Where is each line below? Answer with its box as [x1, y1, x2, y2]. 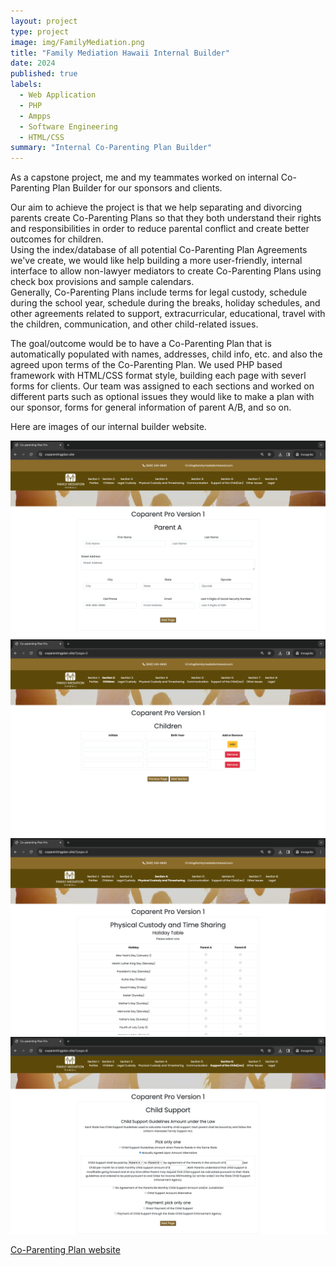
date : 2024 [10, 58, 56, 69]
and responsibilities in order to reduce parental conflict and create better [10, 223, 310, 235]
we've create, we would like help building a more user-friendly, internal [10, 255, 303, 267]
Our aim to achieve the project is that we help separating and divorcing [10, 201, 303, 214]
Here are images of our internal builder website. [10, 421, 207, 433]
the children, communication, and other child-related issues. [10, 318, 259, 330]
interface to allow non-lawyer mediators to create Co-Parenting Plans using [10, 265, 322, 277]
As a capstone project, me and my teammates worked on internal [10, 171, 279, 184]
